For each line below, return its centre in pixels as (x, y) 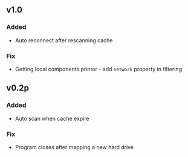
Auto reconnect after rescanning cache (64, 40)
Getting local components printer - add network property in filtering (99, 69)
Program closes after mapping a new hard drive (74, 147)
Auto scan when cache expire (52, 118)
